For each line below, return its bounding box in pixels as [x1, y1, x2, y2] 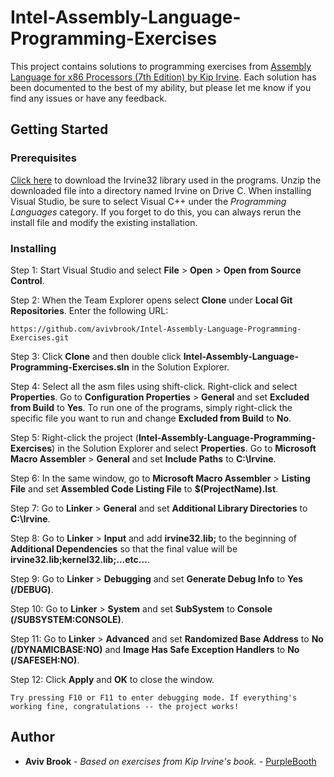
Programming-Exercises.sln [10, 361, 130, 373]
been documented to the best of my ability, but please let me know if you [10, 81, 312, 93]
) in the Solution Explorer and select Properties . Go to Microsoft [51, 442, 317, 454]
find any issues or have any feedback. [10, 92, 167, 104]
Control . [10, 274, 45, 286]
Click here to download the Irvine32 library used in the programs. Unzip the [10, 174, 322, 186]
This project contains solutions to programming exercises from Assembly [10, 60, 312, 72]
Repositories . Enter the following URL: [10, 304, 169, 316]
